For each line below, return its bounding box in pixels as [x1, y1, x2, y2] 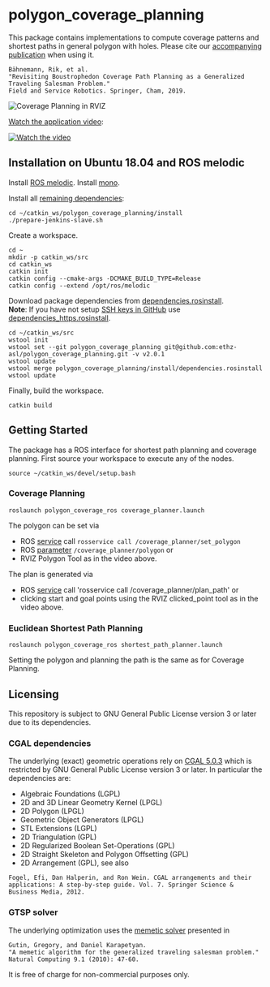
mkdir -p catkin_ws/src [8, 253, 89, 261]
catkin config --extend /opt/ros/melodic [8, 282, 151, 290]
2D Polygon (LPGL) [19, 806, 85, 817]
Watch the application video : [8, 116, 104, 127]
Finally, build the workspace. [8, 386, 104, 395]
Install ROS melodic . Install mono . [8, 177, 120, 187]
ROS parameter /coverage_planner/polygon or [19, 545, 174, 554]
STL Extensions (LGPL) [19, 824, 97, 834]
